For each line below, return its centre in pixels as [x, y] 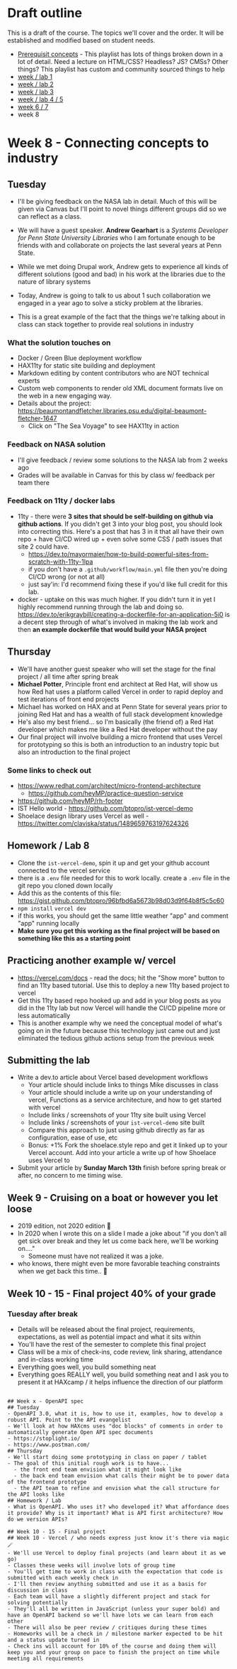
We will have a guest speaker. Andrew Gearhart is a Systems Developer [123, 230]
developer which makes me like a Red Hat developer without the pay [117, 729]
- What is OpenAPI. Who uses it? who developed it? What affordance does [118, 1506]
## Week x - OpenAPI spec [45, 1401]
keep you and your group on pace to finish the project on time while [114, 1652]
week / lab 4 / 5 [40, 99]
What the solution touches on [59, 342]
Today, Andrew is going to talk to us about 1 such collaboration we [114, 295]
